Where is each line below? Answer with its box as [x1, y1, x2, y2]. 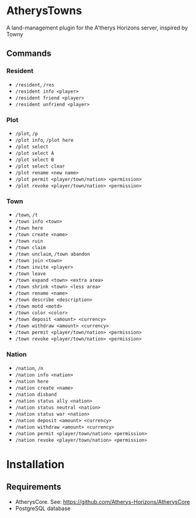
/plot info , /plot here [15, 136, 73, 143]
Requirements [6, 482, 61, 492]
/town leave [15, 271, 46, 277]
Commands [6, 48, 52, 59]
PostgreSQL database [15, 504, 71, 512]
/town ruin [15, 238, 43, 244]
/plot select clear [15, 163, 66, 169]
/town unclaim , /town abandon [15, 250, 90, 258]
